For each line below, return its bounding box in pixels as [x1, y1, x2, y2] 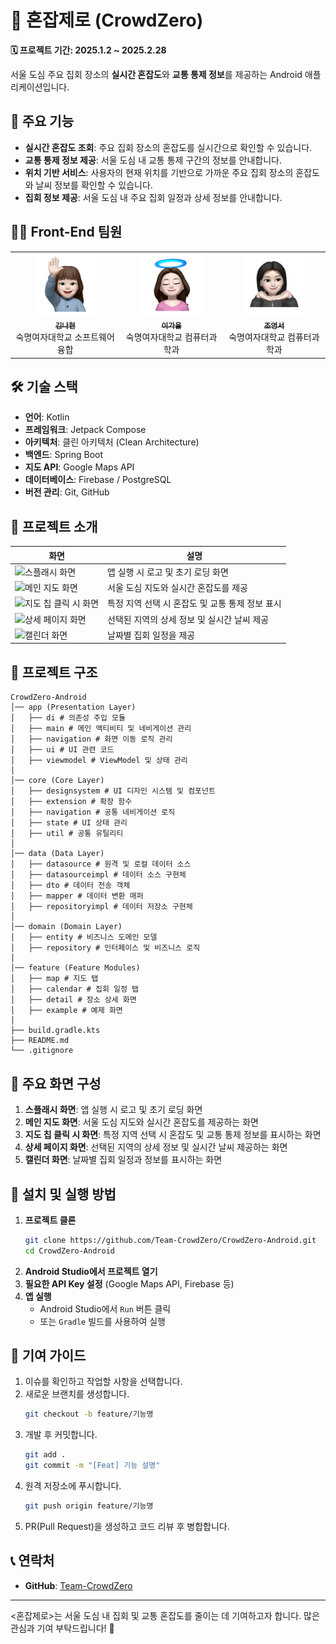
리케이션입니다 [10, 81, 68, 93]
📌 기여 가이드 [10, 1347, 87, 1365]
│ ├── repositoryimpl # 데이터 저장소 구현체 [10, 902, 193, 912]
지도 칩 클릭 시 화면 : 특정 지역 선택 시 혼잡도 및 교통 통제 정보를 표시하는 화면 [24, 1129, 322, 1141]
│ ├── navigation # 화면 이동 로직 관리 [10, 734, 173, 745]
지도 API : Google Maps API [24, 461, 135, 473]
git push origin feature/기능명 [24, 1501, 154, 1511]
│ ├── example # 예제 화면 [10, 1006, 123, 1016]
